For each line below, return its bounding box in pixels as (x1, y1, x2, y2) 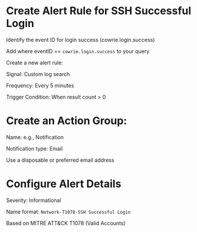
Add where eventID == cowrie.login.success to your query (6, 47, 150, 54)
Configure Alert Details (6, 177, 122, 191)
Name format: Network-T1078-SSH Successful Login (6, 208, 131, 215)
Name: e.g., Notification (6, 133, 64, 140)
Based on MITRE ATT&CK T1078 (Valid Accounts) (6, 220, 126, 227)
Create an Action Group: (6, 114, 127, 128)
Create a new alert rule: (6, 59, 63, 66)
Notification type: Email (6, 145, 63, 152)
